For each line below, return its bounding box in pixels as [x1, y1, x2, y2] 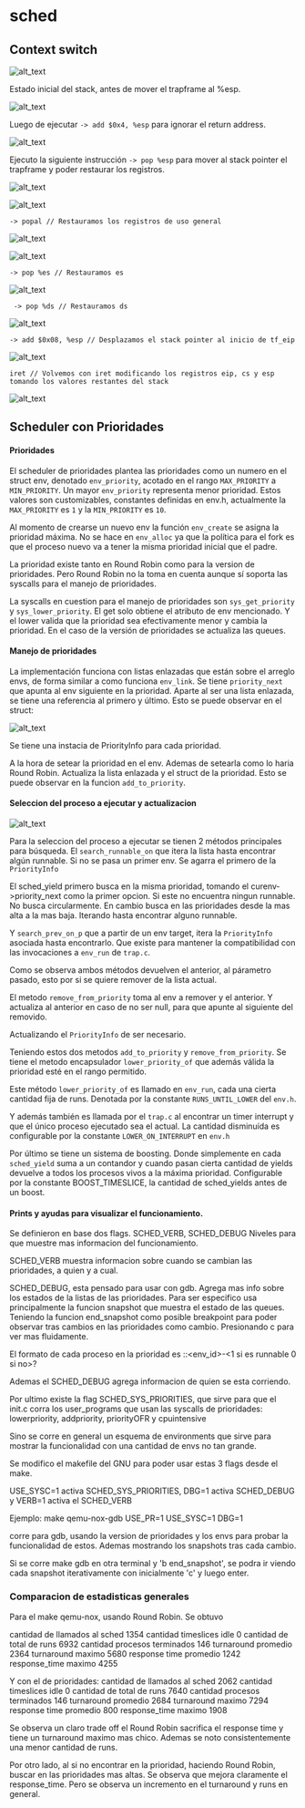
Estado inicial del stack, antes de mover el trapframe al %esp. [9, 84, 241, 94]
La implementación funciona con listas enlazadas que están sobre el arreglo [9, 666, 296, 677]
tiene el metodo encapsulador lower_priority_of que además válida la [9, 1057, 275, 1067]
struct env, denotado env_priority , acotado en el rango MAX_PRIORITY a [9, 475, 276, 486]
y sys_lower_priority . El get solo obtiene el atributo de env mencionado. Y [9, 605, 290, 616]
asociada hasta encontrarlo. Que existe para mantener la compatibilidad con [9, 937, 296, 948]
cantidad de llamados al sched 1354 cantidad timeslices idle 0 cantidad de [9, 1628, 289, 1639]
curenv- [249, 881, 280, 892]
